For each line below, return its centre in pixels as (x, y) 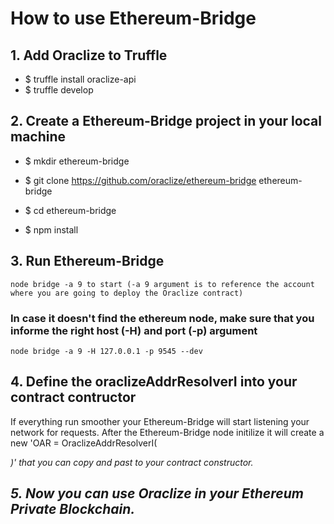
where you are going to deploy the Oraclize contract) (127, 293)
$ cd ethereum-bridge (70, 210)
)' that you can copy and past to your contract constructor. (132, 462)
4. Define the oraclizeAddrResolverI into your (154, 382)
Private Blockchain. (73, 509)
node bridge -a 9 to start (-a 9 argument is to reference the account (162, 284)
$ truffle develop (59, 90)
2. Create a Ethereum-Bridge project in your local (166, 121)
